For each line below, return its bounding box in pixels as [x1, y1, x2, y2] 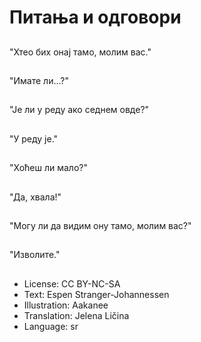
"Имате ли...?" [9, 74, 69, 86]
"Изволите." [9, 249, 61, 261]
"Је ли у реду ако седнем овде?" [9, 104, 150, 116]
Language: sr [23, 320, 79, 332]
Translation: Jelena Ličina [23, 309, 130, 321]
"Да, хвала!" [9, 191, 62, 203]
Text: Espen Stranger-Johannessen [23, 288, 170, 300]
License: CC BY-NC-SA [23, 277, 121, 290]
